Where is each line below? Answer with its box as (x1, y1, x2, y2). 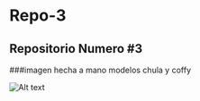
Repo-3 (9, 5, 67, 26)
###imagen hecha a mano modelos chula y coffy (9, 64, 192, 75)
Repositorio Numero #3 (9, 41, 142, 56)
